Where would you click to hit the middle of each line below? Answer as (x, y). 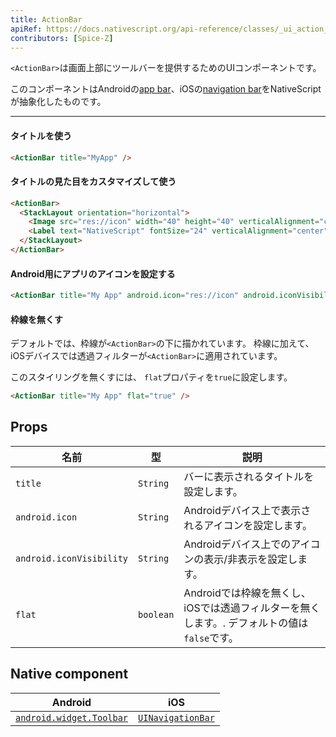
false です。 (211, 638)
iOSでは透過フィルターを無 (247, 608)
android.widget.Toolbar (72, 717)
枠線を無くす (36, 319)
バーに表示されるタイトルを (249, 476)
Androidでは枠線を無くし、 (247, 593)
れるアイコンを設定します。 (248, 525)
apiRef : (26, 29)
